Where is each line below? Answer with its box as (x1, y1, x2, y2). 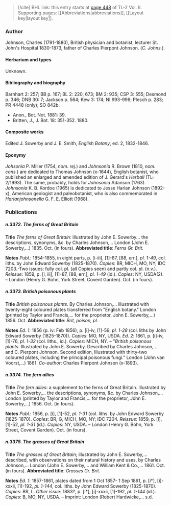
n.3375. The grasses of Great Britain (5, 439, 85, 445)
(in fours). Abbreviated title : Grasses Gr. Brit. (5, 467, 101, 474)
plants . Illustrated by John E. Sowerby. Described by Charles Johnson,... (5, 343, 158, 349)
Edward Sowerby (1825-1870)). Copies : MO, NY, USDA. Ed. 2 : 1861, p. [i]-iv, (5, 332, 164, 339)
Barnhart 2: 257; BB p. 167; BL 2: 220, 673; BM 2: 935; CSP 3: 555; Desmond (5, 91, 166, 97)
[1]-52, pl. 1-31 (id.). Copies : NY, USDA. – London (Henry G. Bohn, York (5, 421, 154, 427)
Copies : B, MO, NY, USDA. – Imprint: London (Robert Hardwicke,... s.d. (5, 494, 153, 500)
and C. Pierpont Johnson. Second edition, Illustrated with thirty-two (5, 349, 148, 355)
